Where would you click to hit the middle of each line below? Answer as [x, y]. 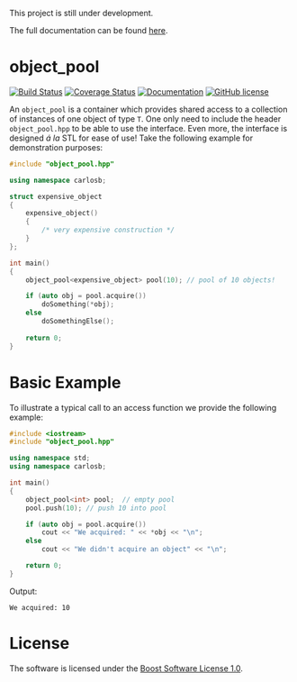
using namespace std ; [50, 459]
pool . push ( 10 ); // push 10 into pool [96, 508]
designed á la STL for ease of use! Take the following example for [131, 138]
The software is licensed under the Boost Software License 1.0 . [126, 668]
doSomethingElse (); [78, 322]
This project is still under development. [81, 13]
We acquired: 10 [40, 607]
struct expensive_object [56, 196]
